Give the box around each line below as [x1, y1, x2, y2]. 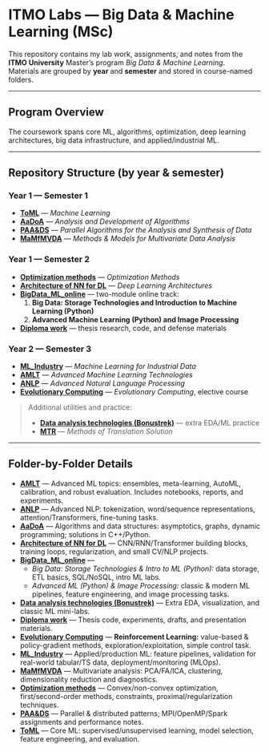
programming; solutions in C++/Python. [19, 529, 151, 539]
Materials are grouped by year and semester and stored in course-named [8, 66, 253, 75]
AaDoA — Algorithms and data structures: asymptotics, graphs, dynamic [19, 521, 261, 531]
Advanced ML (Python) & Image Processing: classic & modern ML [31, 580, 251, 590]
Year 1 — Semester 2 [8, 254, 90, 265]
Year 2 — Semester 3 [8, 343, 92, 354]
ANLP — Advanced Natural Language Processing [19, 378, 186, 388]
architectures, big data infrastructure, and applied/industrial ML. [8, 135, 219, 145]
